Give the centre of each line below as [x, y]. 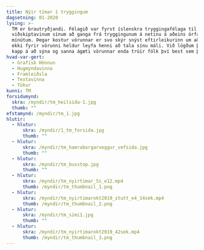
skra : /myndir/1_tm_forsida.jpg [63, 130]
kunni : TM [19, 91]
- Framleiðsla [29, 74]
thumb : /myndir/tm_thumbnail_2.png [67, 204]
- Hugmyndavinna [32, 68]
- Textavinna [28, 79]
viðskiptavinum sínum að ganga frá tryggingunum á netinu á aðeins [99, 35]
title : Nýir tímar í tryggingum [47, 12]
